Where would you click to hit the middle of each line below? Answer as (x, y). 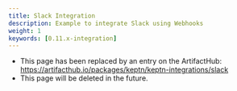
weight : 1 (25, 31)
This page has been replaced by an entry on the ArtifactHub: (121, 61)
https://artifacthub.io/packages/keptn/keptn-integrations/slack (124, 70)
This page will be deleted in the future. (84, 78)
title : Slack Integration (52, 16)
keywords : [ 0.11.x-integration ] (62, 38)
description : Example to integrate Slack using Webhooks (106, 23)
